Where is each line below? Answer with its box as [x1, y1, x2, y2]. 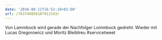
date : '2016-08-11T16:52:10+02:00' [5, 7, 77, 12]
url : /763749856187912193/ [5, 11, 60, 16]
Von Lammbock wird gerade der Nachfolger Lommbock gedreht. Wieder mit [5, 24, 157, 30]
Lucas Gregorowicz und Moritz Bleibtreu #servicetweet [5, 30, 115, 35]
